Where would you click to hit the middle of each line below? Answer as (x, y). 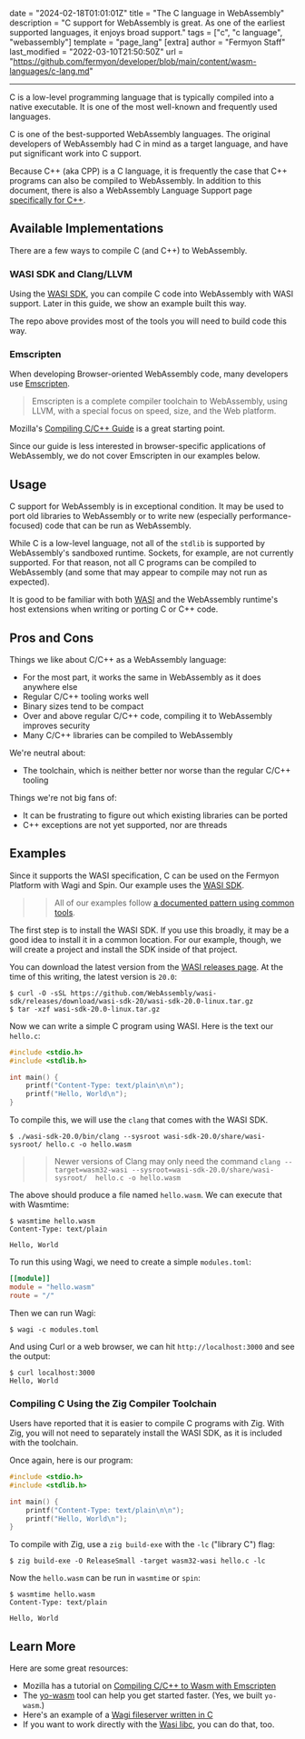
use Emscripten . (40, 384)
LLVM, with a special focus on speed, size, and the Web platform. (154, 411)
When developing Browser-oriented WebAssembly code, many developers (149, 374)
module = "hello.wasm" (52, 1287)
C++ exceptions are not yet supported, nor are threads (125, 825)
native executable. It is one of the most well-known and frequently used (143, 107)
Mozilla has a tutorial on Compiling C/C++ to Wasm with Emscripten (149, 1686)
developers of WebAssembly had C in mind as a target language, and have (149, 144)
